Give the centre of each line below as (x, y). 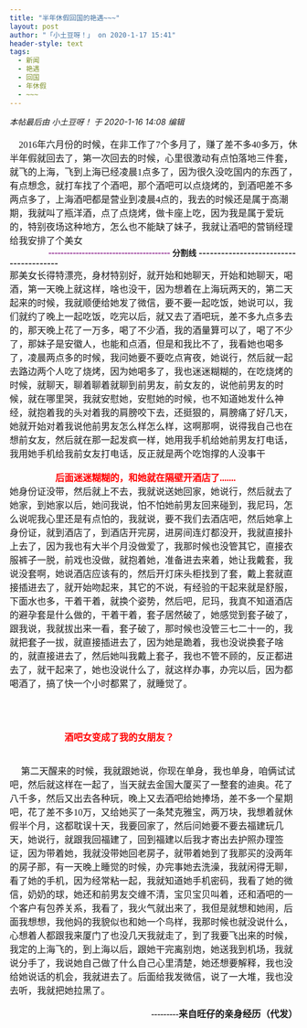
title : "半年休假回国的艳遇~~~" (65, 18)
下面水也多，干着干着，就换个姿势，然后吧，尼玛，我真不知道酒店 (152, 601)
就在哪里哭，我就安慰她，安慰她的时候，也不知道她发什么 (152, 399)
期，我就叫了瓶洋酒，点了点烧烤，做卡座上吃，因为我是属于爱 (143, 213)
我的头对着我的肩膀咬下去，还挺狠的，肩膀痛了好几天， (175, 412)
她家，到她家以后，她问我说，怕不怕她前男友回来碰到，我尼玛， (147, 505)
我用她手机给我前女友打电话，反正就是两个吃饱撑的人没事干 (138, 454)
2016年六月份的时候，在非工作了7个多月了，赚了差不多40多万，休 (159, 145)
